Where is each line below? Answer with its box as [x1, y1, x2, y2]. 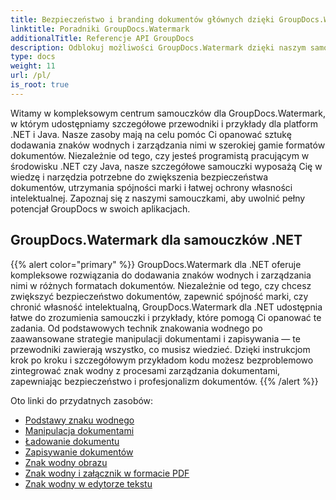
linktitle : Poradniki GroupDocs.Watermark [10, 24, 190, 34]
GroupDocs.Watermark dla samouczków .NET [10, 232, 303, 249]
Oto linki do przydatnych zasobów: [10, 394, 154, 406]
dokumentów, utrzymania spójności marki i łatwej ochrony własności [10, 181, 293, 193]
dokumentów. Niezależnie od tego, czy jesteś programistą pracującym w [10, 149, 310, 161]
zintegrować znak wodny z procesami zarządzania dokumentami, [10, 364, 281, 376]
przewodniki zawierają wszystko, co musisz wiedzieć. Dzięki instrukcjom [10, 343, 311, 355]
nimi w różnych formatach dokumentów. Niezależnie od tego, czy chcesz [10, 279, 312, 291]
